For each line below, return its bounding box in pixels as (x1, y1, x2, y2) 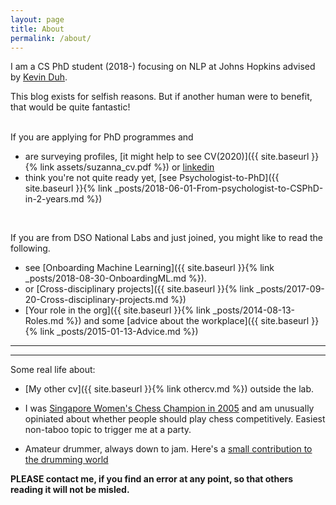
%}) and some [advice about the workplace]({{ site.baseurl (65, 315, 310, 327)
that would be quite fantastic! (10, 101, 131, 113)
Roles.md (24, 315, 64, 327)
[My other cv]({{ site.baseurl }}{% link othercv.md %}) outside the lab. (24, 383, 315, 395)
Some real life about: (10, 364, 96, 376)
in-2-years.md (24, 193, 85, 205)
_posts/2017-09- (256, 283, 325, 295)
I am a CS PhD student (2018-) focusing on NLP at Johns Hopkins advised (10, 61, 316, 73)
